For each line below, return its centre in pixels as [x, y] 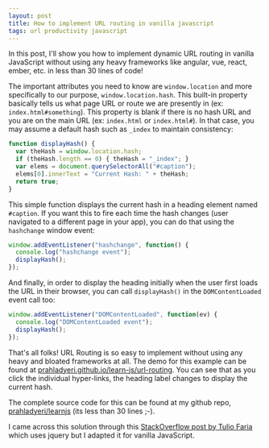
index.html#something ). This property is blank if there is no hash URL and [130, 112]
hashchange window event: [52, 230]
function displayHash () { [52, 144]
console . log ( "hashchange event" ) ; [73, 252]
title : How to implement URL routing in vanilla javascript [112, 23]
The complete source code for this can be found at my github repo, [120, 402]
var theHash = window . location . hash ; [79, 151]
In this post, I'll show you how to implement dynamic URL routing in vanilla [131, 54]
